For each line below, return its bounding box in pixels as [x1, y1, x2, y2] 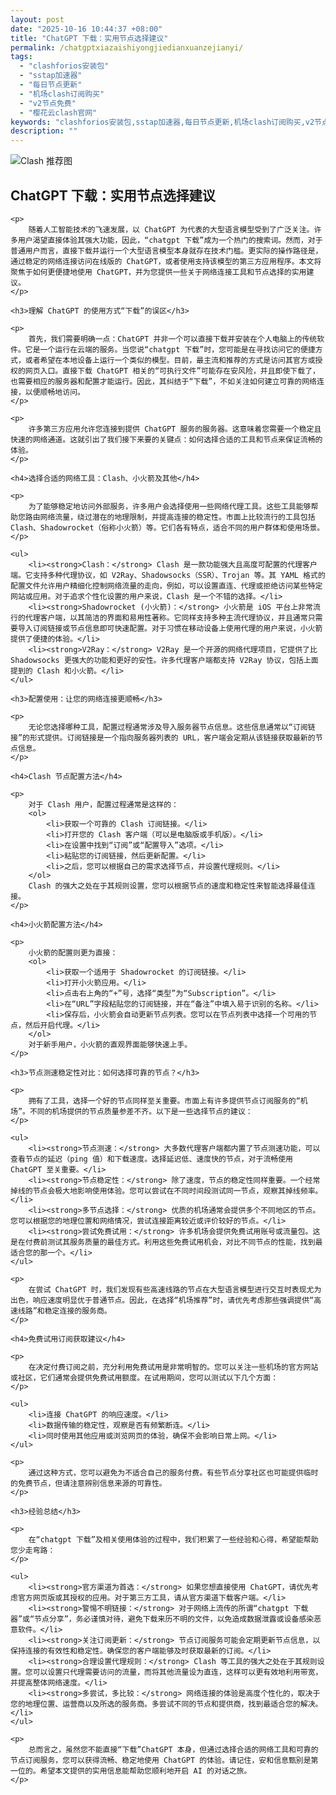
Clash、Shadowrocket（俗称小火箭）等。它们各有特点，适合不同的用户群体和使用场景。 [10, 522, 325, 533]
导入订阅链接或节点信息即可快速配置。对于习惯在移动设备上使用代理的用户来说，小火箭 [17, 623, 323, 633]
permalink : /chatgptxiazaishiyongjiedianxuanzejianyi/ [10, 42, 244, 53]
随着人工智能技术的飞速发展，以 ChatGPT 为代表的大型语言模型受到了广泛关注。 [28, 224, 315, 235]
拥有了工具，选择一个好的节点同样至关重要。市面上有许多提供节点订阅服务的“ [28, 1096, 301, 1106]
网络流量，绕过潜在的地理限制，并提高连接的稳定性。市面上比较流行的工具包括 [39, 512, 316, 522]
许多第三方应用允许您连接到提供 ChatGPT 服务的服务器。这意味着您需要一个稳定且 [28, 424, 322, 434]
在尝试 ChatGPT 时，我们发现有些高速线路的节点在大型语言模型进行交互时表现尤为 [28, 1284, 322, 1295]
